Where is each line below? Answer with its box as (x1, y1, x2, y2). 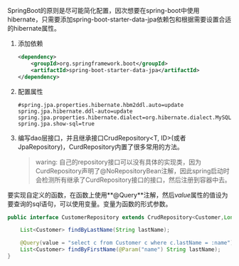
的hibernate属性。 (7, 24, 60, 32)
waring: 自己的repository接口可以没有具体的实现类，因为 (35, 158, 201, 166)
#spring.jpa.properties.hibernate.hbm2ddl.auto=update (17, 101, 184, 108)
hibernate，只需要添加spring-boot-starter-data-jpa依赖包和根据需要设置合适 (7, 15, 232, 24)
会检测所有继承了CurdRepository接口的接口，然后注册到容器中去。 (35, 175, 231, 184)
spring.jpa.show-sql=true (17, 120, 95, 127)
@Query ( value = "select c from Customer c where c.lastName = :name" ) (20, 240, 234, 247)
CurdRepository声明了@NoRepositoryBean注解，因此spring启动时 (35, 166, 230, 175)
